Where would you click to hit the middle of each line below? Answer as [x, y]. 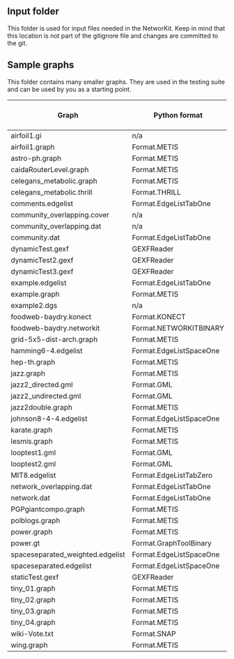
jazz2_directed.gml [42, 385]
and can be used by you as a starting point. [69, 89]
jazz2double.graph [42, 407]
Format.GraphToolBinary [172, 543]
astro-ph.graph [36, 158]
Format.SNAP [154, 633]
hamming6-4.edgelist [47, 350]
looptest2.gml [33, 464]
